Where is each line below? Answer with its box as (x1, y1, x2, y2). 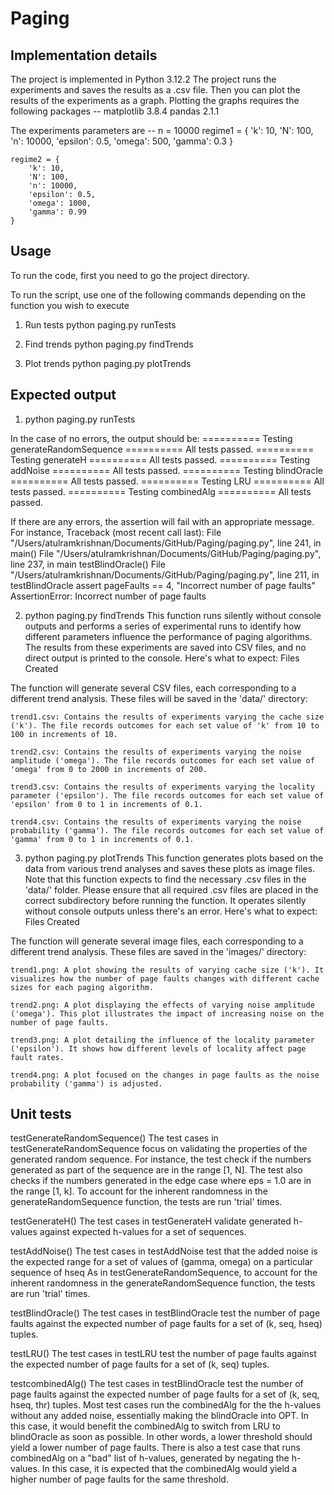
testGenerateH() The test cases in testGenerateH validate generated (10, 1215, 292, 1227)
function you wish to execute (10, 299, 130, 311)
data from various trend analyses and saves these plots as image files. (24, 862, 316, 874)
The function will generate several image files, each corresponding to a (10, 935, 304, 947)
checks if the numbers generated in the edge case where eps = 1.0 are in (10, 1175, 312, 1187)
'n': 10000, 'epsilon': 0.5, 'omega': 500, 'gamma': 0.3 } (10, 135, 233, 147)
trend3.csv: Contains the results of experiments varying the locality (10, 782, 315, 792)
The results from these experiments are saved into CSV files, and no (24, 641, 307, 653)
